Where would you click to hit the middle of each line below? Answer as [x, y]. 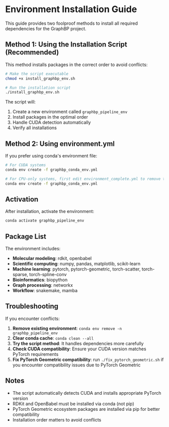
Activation [22, 199]
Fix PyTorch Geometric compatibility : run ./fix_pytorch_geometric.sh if [88, 359]
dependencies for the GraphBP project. [46, 28]
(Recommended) [32, 52]
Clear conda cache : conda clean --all [53, 338]
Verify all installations [34, 128]
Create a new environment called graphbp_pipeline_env [70, 112]
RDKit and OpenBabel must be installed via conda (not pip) [73, 404]
